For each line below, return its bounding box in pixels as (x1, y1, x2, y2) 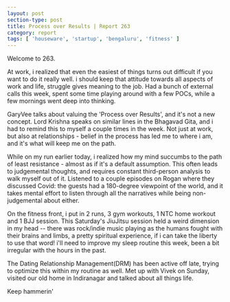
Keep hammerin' (7, 288, 54, 296)
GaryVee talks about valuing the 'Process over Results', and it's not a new (7, 111, 216, 119)
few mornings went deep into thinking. (7, 97, 116, 105)
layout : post (7, 10, 45, 17)
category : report (7, 29, 57, 36)
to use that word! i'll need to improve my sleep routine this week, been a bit (7, 239, 220, 247)
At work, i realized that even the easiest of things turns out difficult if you (7, 68, 213, 76)
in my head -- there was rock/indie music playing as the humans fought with (7, 224, 223, 233)
